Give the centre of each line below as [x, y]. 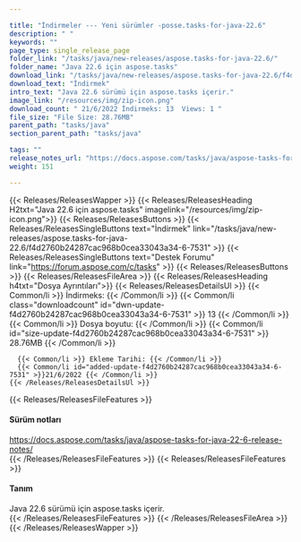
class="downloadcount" [54, 305]
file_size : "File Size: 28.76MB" [72, 117]
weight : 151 [31, 167]
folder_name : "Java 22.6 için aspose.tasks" [94, 67]
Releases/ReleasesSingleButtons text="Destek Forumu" [112, 257]
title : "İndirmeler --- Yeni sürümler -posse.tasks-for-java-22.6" [138, 25]
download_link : [38, 76]
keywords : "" [34, 42]
